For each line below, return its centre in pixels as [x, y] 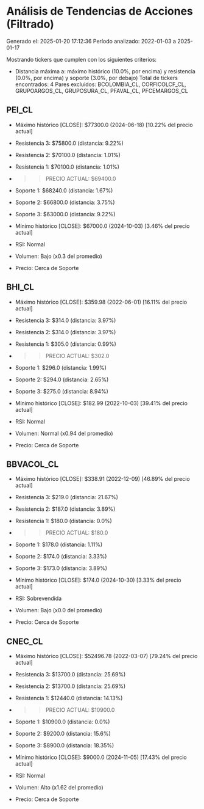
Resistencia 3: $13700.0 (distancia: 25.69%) [70, 675]
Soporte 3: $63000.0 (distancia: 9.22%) [65, 214]
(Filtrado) [30, 24]
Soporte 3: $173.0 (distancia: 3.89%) [61, 568]
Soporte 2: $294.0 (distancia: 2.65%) [62, 379]
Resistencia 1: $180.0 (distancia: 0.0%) [64, 521]
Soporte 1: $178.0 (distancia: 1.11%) [59, 544]
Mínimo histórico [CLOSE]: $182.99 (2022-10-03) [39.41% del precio [101, 403]
